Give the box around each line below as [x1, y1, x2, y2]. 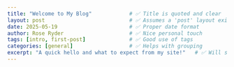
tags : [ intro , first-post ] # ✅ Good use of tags [7, 36, 193, 43]
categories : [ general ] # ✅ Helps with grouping [7, 43, 203, 50]
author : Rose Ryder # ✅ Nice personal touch [7, 29, 203, 37]
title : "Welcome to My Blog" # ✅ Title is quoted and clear [7, 10, 221, 17]
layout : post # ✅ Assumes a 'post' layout [7, 17, 215, 24]
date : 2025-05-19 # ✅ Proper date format [7, 23, 200, 30]
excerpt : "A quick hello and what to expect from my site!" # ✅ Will [7, 50, 221, 57]
